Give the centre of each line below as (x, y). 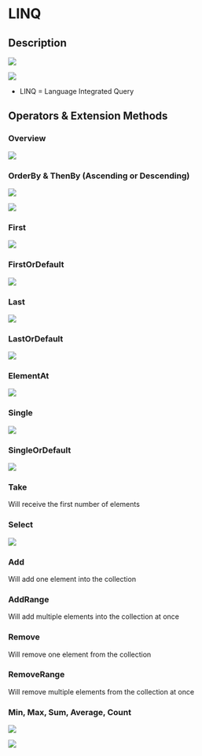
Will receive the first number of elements (74, 505)
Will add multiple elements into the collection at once (94, 616)
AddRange (29, 599)
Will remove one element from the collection (80, 654)
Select (21, 525)
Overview (27, 139)
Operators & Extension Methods (88, 116)
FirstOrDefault (36, 265)
